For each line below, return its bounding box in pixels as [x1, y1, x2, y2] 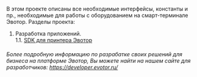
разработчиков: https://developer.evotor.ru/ [6, 64, 118, 71]
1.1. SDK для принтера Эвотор [15, 37, 93, 43]
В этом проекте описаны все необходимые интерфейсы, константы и [6, 5, 188, 12]
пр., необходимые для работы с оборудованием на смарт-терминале [6, 12, 188, 19]
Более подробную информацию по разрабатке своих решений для [6, 50, 183, 57]
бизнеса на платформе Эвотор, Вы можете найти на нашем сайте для [6, 57, 191, 64]
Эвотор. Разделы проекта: [6, 18, 75, 25]
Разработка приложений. [15, 30, 82, 37]
